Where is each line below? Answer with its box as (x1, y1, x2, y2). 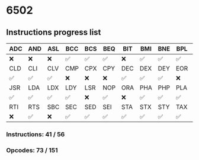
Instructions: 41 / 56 (6, 130, 65, 138)
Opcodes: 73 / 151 (6, 146, 58, 154)
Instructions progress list (6, 27, 101, 37)
